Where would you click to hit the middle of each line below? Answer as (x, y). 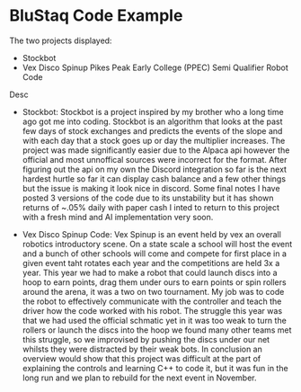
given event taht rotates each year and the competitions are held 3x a (151, 263)
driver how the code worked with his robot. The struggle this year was (152, 310)
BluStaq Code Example (96, 16)
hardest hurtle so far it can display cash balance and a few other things (154, 178)
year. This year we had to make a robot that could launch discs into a (150, 272)
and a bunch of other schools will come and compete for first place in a (155, 254)
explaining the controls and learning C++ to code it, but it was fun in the (155, 368)
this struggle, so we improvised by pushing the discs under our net (146, 339)
